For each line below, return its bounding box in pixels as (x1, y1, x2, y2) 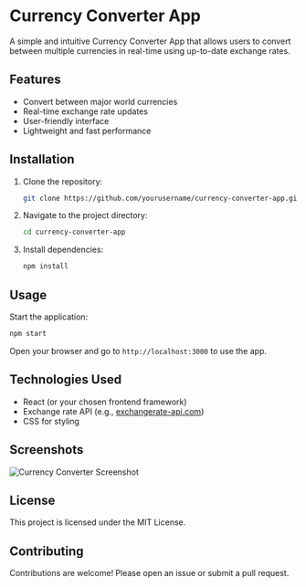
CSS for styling (22, 415, 80, 426)
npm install (22, 262, 69, 271)
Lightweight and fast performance (22, 125, 152, 136)
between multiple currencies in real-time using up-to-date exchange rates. (9, 45, 290, 56)
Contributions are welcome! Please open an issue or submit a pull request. (9, 568, 290, 579)
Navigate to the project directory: (22, 210, 148, 221)
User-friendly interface (22, 115, 110, 126)
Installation (9, 152, 75, 167)
